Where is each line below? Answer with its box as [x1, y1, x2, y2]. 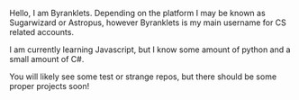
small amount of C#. [9, 54, 85, 64]
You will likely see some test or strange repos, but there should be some [9, 71, 277, 82]
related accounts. [9, 27, 75, 37]
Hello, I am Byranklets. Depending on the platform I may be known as [9, 8, 266, 18]
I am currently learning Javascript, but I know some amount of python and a [9, 44, 291, 55]
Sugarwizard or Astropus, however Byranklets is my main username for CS [9, 17, 286, 28]
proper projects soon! [9, 81, 90, 91]
